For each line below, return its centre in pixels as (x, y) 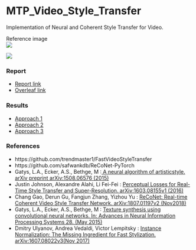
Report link (28, 84)
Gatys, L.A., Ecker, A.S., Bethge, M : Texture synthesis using (88, 209)
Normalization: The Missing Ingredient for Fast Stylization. (85, 234)
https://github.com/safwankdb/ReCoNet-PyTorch (74, 165)
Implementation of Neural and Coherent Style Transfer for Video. (85, 27)
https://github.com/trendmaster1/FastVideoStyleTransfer (83, 159)
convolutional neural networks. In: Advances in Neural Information (95, 215)
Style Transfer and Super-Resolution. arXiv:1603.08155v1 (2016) (106, 190)
